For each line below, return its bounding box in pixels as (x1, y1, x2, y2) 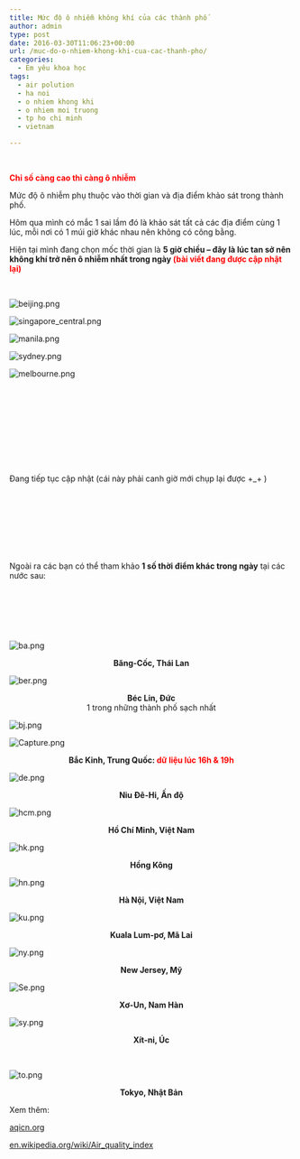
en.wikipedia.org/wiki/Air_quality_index (9, 1139, 154, 1150)
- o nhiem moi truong (17, 106, 99, 115)
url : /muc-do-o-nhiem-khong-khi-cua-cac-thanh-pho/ (9, 47, 207, 56)
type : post (9, 30, 50, 39)
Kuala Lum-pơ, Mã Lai (109, 930, 194, 940)
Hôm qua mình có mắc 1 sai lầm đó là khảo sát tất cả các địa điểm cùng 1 (9, 218, 281, 227)
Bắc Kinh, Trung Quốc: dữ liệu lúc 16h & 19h (68, 755, 234, 765)
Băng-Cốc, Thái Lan (113, 658, 190, 668)
